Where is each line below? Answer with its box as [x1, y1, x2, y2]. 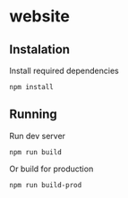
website [9, 6, 70, 27]
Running [9, 107, 58, 122]
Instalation [9, 42, 70, 57]
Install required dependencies [9, 65, 119, 76]
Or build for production [9, 163, 94, 174]
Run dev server [9, 130, 65, 141]
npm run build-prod [9, 180, 82, 189]
